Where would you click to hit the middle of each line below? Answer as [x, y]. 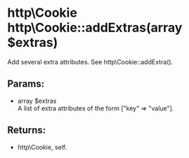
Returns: [27, 130]
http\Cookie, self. [42, 147]
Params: [26, 84]
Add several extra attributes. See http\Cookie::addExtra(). [90, 62]
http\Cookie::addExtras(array [95, 28]
